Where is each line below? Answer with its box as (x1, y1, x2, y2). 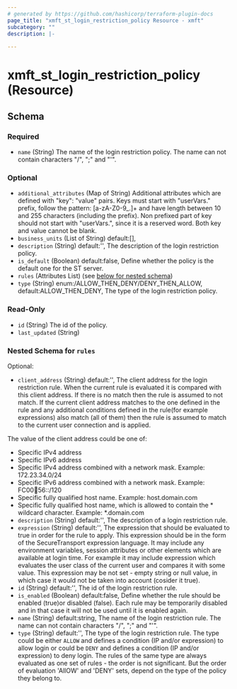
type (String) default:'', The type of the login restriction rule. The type (17, 628, 219, 637)
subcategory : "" (7, 23, 55, 30)
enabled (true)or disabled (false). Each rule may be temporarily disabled (17, 598, 228, 607)
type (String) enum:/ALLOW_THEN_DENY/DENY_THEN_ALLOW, (17, 279, 203, 287)
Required (7, 132, 40, 142)
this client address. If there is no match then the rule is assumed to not (17, 390, 224, 399)
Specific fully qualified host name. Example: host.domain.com (17, 493, 198, 501)
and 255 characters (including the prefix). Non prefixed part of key (17, 212, 212, 220)
